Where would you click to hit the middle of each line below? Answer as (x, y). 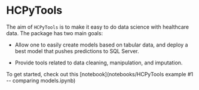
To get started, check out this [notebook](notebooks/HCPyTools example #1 (99, 74)
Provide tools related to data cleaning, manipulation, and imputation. (99, 63)
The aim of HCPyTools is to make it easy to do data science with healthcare (98, 27)
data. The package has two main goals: (55, 33)
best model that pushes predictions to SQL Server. (77, 51)
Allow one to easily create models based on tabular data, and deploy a (101, 45)
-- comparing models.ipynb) (41, 80)
